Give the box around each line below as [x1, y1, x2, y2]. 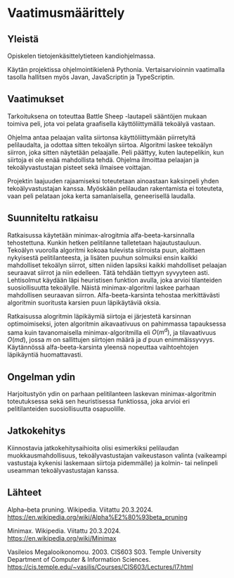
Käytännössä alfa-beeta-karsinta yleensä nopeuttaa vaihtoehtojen [7, 343, 199, 352]
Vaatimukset [7, 93, 65, 105]
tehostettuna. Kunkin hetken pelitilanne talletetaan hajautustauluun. [7, 238, 202, 247]
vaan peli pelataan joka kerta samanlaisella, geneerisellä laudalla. [7, 192, 195, 200]
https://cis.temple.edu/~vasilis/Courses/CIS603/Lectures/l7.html [7, 562, 193, 571]
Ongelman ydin [7, 371, 76, 383]
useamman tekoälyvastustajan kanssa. [7, 466, 119, 474]
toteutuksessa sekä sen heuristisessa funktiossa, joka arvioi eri [7, 397, 190, 406]
